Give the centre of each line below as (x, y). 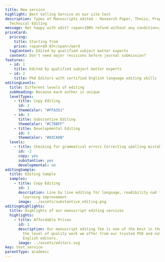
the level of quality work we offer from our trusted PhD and (88, 233)
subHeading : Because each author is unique (55, 92)
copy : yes (28, 156)
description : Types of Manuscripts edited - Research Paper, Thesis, (78, 19)
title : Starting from (36, 42)
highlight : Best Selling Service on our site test (58, 14)
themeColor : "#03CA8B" (41, 138)
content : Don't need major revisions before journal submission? (78, 55)
